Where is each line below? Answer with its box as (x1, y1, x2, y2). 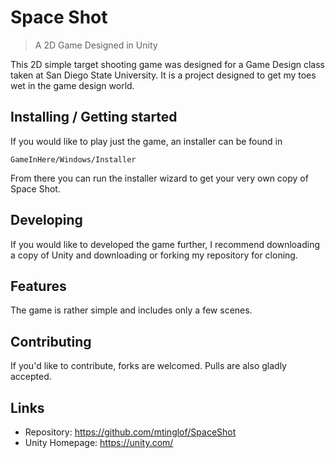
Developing (10, 212, 83, 229)
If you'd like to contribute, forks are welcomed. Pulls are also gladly (10, 360, 287, 372)
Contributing (10, 333, 92, 350)
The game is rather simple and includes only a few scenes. (10, 304, 253, 316)
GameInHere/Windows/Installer (10, 154, 137, 165)
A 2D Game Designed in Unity (34, 39, 158, 51)
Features (10, 277, 67, 295)
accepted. (10, 371, 52, 383)
